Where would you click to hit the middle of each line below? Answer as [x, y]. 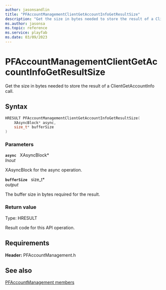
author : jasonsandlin [27, 10]
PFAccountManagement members [40, 283]
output [12, 185]
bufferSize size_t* [25, 180]
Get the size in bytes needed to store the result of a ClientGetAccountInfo [80, 86]
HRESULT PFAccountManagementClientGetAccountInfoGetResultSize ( [73, 118]
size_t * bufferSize [34, 127]
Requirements [27, 243]
